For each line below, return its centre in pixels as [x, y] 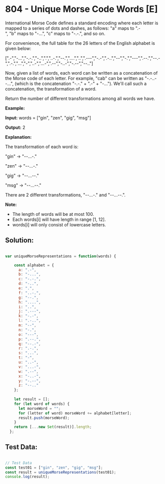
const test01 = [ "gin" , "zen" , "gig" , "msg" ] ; [54, 468]
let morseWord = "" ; [39, 408]
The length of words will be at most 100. [53, 214]
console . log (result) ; [27, 477]
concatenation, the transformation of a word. [51, 89]
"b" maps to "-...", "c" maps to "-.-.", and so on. [57, 33]
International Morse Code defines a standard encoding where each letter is [82, 23]
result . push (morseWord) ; [44, 418]
